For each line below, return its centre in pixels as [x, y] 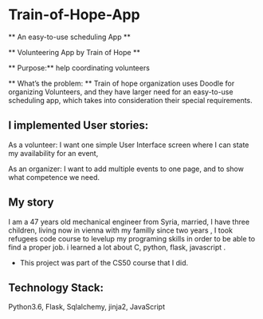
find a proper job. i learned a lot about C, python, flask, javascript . [117, 247]
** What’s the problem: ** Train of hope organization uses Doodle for [122, 83]
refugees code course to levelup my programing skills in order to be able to [132, 238]
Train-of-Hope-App [75, 15]
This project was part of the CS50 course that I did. [104, 262]
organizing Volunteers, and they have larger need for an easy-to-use [121, 92]
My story [31, 203]
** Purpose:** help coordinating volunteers [79, 68]
